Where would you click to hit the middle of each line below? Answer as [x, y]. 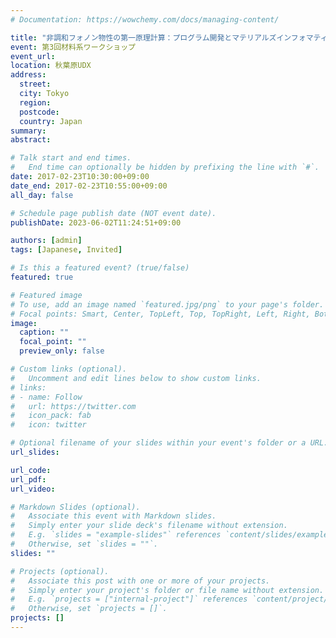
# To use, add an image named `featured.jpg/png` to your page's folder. [167, 304]
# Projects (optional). [60, 571]
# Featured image [46, 295]
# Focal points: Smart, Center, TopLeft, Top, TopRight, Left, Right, [160, 314]
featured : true [42, 277]
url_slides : [35, 452]
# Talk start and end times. [71, 158]
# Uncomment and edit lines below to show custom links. [136, 378]
